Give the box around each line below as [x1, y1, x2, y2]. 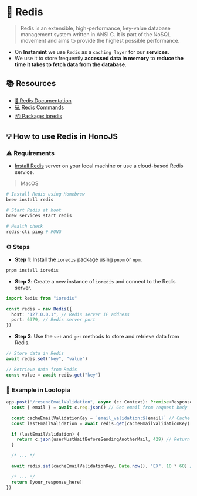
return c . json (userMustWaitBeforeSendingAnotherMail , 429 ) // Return [16, 436, 191, 443]
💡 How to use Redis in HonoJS [6, 132, 118, 142]
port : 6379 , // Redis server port [11, 317, 96, 323]
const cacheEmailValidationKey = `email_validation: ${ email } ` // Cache [11, 415, 191, 421]
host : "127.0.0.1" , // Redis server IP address [11, 312, 130, 317]
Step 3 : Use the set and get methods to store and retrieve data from [14, 333, 180, 340]
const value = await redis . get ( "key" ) [6, 372, 101, 378]
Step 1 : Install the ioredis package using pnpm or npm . [14, 256, 142, 263]
